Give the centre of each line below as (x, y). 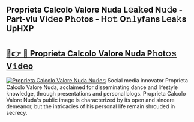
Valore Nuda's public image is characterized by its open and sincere (91, 100)
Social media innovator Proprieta (147, 80)
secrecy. (17, 113)
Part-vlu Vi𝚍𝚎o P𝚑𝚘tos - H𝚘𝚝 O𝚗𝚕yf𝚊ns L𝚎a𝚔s (96, 20)
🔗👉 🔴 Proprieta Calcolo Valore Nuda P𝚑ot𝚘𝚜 (92, 53)
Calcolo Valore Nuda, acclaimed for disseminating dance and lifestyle (92, 87)
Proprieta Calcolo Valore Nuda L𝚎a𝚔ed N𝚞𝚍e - (95, 10)
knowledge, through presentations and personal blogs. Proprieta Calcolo (96, 93)
